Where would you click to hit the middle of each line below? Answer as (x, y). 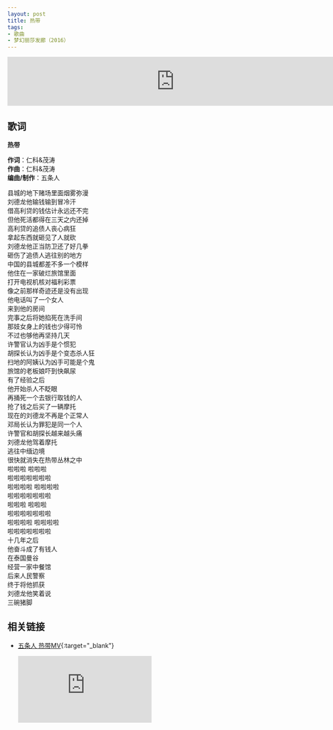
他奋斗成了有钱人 (32, 548)
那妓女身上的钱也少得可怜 (45, 326)
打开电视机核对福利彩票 (42, 281)
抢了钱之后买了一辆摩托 (42, 406)
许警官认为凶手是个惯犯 (42, 344)
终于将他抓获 (26, 584)
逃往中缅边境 (26, 451)
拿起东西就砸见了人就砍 (42, 237)
